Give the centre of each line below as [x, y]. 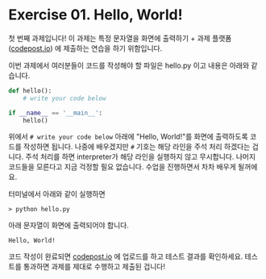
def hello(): [30, 90]
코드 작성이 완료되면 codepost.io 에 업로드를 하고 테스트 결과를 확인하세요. [126, 256]
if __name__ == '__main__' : [56, 113]
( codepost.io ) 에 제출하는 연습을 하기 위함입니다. [85, 48]
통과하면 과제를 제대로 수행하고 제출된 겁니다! [94, 267]
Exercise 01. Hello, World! [96, 15]
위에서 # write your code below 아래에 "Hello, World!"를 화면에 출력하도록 [128, 137]
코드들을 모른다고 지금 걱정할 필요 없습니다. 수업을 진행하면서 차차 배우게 [122, 167]
